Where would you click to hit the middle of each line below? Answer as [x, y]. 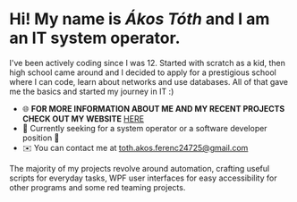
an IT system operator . [95, 38]
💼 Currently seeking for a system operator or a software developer [144, 128]
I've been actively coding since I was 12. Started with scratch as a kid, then [148, 63]
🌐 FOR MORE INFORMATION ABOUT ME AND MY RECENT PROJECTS [153, 108]
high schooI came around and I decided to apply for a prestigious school [143, 72]
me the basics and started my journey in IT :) [92, 91]
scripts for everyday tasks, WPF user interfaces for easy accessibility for [143, 178]
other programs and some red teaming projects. [98, 187]
